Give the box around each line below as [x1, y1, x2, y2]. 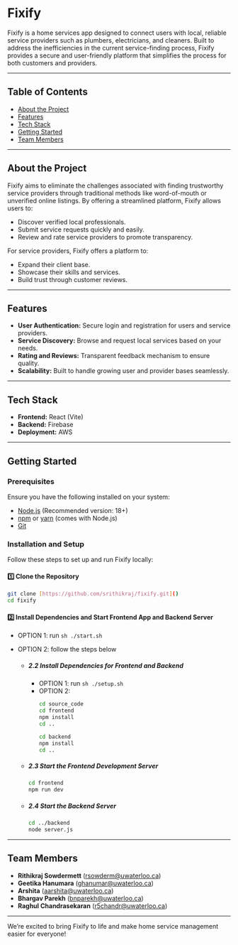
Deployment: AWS [17, 428, 73, 436]
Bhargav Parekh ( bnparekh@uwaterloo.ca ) [17, 894, 144, 902]
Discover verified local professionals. [17, 217, 126, 226]
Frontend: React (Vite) [17, 413, 84, 421]
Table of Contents [7, 86, 89, 98]
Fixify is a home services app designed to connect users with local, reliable [7, 28, 227, 37]
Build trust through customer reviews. [17, 275, 128, 283]
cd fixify [7, 597, 37, 605]
